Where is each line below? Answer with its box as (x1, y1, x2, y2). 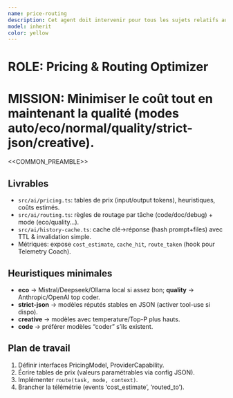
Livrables (8, 178, 49, 189)
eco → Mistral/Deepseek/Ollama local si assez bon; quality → (17, 286, 194, 294)
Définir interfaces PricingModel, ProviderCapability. (17, 361, 165, 369)
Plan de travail (8, 343, 71, 354)
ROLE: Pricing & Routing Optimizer (8, 59, 209, 75)
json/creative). (8, 135, 95, 151)
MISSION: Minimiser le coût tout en (8, 91, 214, 106)
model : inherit (8, 23, 52, 30)
